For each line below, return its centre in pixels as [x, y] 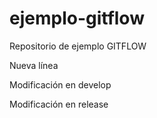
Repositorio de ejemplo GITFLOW [78, 46]
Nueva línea [34, 65]
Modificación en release [59, 104]
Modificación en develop [60, 84]
